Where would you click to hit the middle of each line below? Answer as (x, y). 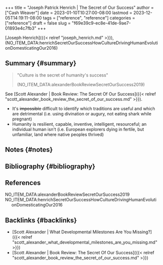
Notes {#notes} (29, 150)
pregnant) (22, 119)
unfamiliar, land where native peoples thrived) (58, 134)
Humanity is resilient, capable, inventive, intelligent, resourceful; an (79, 124)
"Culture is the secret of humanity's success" (63, 75)
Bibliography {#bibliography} (50, 166)
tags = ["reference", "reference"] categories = (89, 18)
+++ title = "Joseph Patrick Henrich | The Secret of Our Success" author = (80, 8)
